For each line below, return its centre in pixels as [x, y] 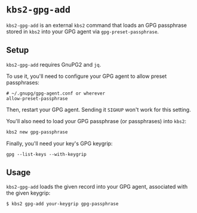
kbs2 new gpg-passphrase [37, 132]
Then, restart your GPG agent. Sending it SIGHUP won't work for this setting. [98, 109]
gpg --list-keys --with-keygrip [46, 154]
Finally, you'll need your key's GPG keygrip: [59, 143]
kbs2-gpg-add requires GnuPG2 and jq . [54, 64]
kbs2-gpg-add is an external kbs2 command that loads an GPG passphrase [96, 25]
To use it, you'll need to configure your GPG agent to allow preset [87, 76]
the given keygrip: [28, 193]
